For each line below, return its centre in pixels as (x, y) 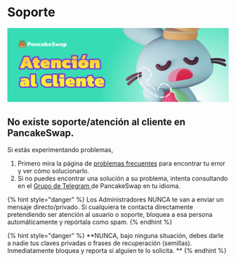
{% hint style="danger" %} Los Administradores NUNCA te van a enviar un (116, 200)
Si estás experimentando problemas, (60, 150)
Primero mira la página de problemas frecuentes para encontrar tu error (121, 163)
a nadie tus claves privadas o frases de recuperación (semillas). (100, 243)
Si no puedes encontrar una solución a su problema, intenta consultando (123, 179)
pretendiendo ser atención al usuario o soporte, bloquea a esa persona (110, 215)
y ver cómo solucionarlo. (53, 171)
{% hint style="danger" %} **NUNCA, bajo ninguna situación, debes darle (116, 236)
